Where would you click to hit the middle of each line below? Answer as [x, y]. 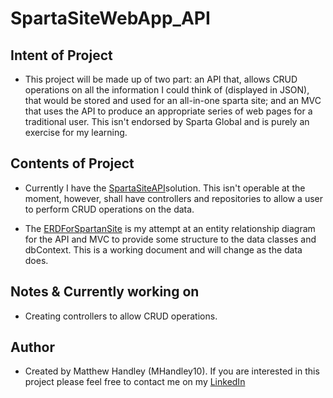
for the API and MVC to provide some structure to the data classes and [170, 239]
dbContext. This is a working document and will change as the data [163, 249]
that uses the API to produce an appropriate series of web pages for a [168, 111]
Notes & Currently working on [105, 292]
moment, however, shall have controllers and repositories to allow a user [174, 198]
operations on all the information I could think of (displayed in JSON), [167, 90]
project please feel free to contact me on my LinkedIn [135, 382]
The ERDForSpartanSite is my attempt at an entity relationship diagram [170, 228]
